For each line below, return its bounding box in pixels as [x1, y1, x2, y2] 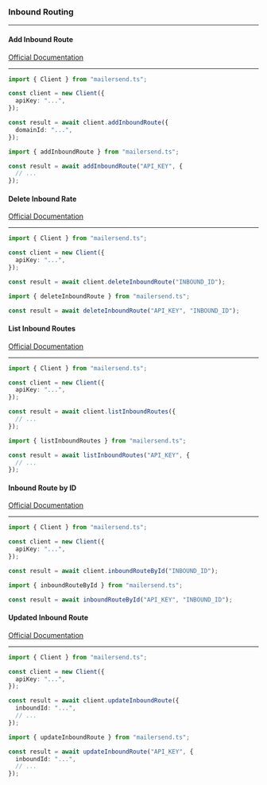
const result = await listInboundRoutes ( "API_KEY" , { [8, 451, 191, 459]
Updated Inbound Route [8, 613, 89, 622]
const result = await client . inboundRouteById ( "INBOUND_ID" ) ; [8, 567, 219, 574]
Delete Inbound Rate [8, 194, 77, 203]
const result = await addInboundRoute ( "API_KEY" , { [8, 162, 183, 170]
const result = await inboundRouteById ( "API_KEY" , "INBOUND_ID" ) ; [8, 595, 233, 604]
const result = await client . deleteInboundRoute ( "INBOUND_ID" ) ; [8, 277, 226, 286]
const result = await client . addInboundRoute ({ [8, 118, 169, 126]
